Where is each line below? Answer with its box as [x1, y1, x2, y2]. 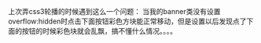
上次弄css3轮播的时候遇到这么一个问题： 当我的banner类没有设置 [8, 7, 221, 16]
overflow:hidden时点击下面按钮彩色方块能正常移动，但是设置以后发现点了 [8, 16, 247, 26]
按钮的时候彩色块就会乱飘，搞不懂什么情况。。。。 [21, 27, 177, 35]
